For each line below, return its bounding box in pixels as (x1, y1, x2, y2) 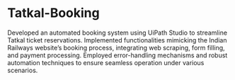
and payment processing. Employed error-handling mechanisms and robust (7, 51, 228, 59)
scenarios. (7, 66, 38, 74)
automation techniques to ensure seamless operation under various (7, 58, 205, 67)
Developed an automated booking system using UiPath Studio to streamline (7, 28, 228, 37)
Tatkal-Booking (7, 5, 101, 21)
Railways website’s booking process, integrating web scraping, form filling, (7, 43, 225, 52)
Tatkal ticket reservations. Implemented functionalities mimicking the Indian (7, 35, 227, 44)
